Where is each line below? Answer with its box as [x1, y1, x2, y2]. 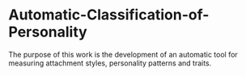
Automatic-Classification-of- [8, 6, 210, 24]
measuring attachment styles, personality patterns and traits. [8, 58, 212, 68]
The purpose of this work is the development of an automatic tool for [8, 49, 239, 59]
